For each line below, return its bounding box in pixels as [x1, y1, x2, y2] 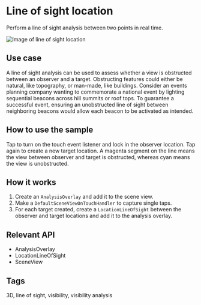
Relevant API [6, 229, 55, 240]
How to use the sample [6, 125, 94, 135]
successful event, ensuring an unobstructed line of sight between [6, 101, 169, 108]
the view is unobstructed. [6, 160, 69, 167]
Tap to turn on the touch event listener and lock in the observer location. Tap [6, 140, 196, 148]
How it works [6, 177, 56, 187]
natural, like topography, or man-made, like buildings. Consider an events [6, 82, 187, 89]
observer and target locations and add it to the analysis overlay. [14, 212, 173, 220]
